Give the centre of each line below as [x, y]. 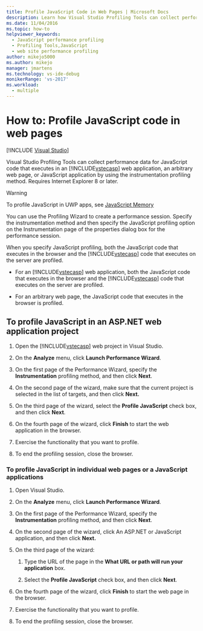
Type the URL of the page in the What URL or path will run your [103, 561]
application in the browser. [48, 430]
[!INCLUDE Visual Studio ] [38, 150]
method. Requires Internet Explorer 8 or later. [63, 181]
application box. [44, 568]
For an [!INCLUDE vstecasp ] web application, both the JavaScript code [102, 272]
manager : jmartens [29, 68]
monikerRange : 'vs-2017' [37, 79]
